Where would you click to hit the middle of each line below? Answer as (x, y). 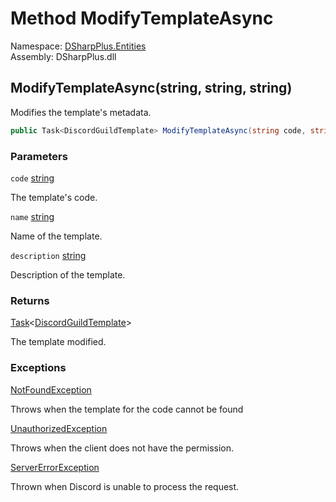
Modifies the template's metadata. (81, 112)
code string (32, 178)
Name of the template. (56, 236)
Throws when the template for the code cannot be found (127, 409)
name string (32, 216)
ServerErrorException (55, 467)
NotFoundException (51, 389)
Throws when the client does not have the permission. (122, 448)
